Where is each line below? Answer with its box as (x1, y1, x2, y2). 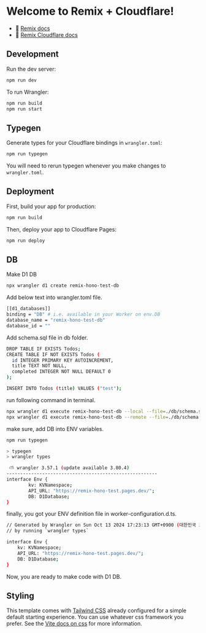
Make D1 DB (6, 271, 37, 278)
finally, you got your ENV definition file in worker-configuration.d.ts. (6, 510, 177, 518)
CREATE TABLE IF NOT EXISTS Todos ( (6, 351, 100, 357)
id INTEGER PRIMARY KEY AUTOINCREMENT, (12, 357, 114, 363)
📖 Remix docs (15, 25, 50, 32)
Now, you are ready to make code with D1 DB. (6, 573, 122, 580)
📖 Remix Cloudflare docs (15, 31, 78, 38)
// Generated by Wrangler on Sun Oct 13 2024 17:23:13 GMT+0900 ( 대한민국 (6, 522, 196, 529)
